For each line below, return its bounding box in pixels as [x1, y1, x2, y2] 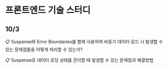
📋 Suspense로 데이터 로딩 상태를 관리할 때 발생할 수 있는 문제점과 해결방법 [5, 57, 154, 63]
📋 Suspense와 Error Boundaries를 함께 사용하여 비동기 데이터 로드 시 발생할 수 [5, 38, 163, 44]
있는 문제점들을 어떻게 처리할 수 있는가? [5, 46, 83, 52]
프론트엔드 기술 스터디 [5, 4, 91, 16]
